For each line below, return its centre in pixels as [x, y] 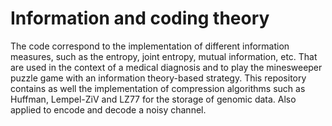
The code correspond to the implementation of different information [150, 46]
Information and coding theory [140, 18]
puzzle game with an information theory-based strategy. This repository [158, 78]
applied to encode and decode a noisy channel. [108, 109]
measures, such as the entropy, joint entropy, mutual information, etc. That [164, 56]
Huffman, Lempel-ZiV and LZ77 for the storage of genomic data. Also [153, 99]
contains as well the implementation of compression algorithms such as [158, 88]
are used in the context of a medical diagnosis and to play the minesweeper [166, 67]
